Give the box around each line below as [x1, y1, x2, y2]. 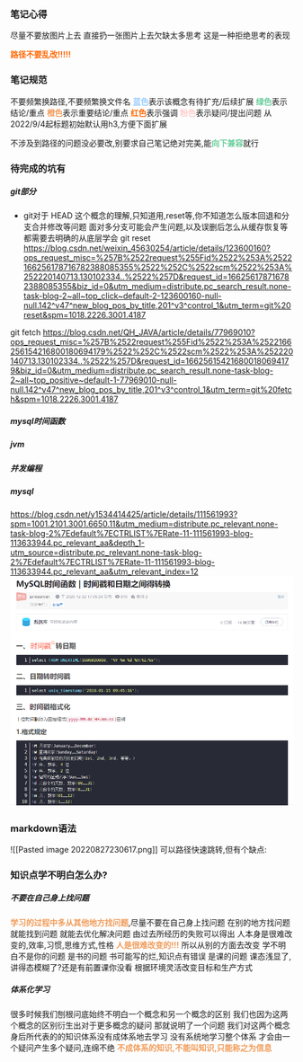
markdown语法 [10, 822, 77, 835]
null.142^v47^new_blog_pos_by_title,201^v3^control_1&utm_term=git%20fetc [10, 385, 292, 395]
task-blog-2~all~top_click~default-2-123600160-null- [22, 290, 223, 302]
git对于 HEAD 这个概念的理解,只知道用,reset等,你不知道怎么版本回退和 [22, 210, 282, 221]
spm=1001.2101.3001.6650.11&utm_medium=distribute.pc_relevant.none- [10, 518, 279, 529]
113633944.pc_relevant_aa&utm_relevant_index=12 [10, 566, 199, 577]
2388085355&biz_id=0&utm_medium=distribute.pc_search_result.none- [22, 281, 291, 292]
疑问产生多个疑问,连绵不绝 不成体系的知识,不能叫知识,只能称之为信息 [17, 1042, 272, 1053]
